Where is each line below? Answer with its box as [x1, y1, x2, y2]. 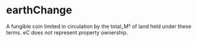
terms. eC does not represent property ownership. [6, 29, 128, 36]
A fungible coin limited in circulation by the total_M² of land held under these [6, 23, 192, 30]
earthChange [6, 3, 72, 17]
